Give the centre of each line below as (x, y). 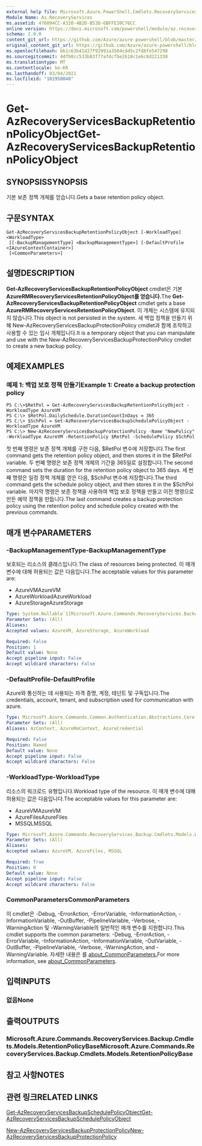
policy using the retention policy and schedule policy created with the (92, 506)
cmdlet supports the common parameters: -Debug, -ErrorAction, (86, 934)
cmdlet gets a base (162, 303)
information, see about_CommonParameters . (62, 961)
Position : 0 (21, 867)
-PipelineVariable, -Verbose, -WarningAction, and (94, 947)
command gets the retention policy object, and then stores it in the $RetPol (99, 455)
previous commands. (32, 513)
